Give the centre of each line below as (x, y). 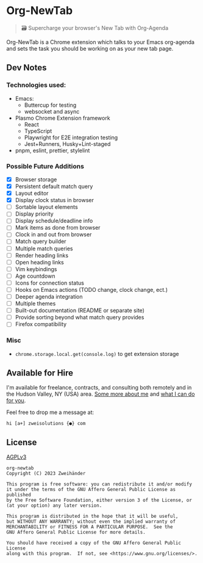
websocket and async (52, 111)
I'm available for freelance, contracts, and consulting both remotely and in (99, 388)
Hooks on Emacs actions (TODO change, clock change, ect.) (91, 289)
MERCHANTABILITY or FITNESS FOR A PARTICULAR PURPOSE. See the (90, 527)
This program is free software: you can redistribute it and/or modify (99, 484)
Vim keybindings (36, 269)
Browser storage (36, 179)
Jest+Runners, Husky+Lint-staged (67, 143)
